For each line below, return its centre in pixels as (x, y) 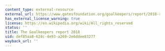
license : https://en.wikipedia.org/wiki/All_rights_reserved (69, 23)
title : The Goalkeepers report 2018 (42, 32)
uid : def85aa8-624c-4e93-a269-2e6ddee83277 (50, 37)
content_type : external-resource (39, 9)
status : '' (16, 28)
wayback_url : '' (22, 41)
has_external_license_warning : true (42, 18)
